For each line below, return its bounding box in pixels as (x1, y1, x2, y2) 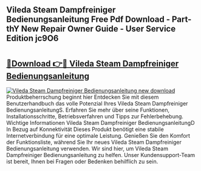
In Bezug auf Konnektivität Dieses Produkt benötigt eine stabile (6, 126, 164, 133)
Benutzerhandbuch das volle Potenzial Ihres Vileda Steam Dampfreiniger (6, 100, 188, 107)
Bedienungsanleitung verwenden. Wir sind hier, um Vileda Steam (6, 145, 169, 152)
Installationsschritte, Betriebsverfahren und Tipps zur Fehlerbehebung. (6, 113, 184, 120)
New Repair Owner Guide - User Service (21, 24, 176, 34)
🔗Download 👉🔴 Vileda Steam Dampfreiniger (6, 58, 179, 69)
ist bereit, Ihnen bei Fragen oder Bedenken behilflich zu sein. (6, 158, 158, 165)
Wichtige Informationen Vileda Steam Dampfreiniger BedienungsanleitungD (6, 119, 196, 126)
